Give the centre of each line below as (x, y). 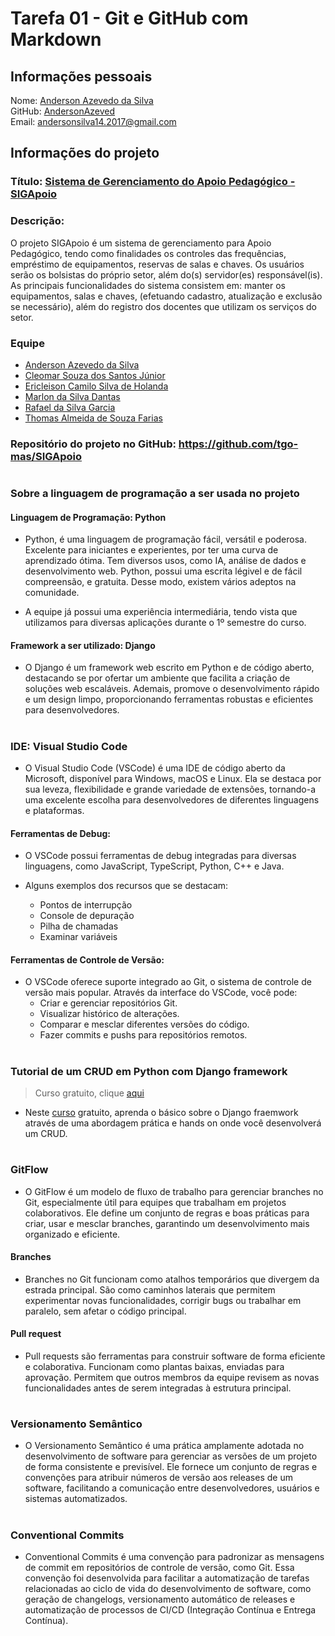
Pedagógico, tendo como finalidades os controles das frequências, (148, 253)
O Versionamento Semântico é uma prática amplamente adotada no (164, 1446)
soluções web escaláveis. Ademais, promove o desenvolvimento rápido (172, 689)
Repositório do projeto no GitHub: (93, 444)
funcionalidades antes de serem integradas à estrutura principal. (158, 1388)
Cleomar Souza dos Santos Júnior (95, 375)
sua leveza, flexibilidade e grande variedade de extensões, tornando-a (170, 789)
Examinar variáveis (78, 937)
